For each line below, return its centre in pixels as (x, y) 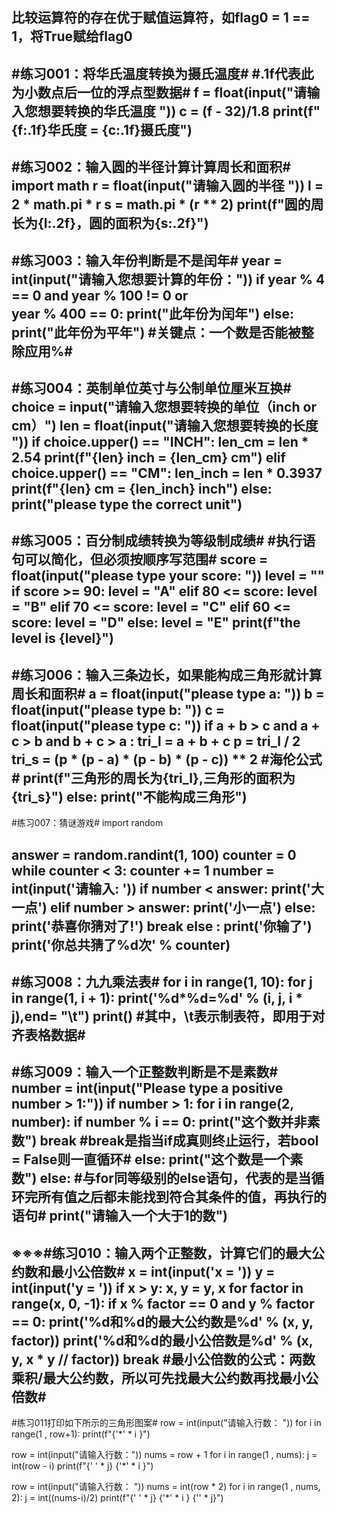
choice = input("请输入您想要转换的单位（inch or (164, 406)
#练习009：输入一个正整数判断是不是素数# (145, 1072)
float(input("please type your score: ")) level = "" (168, 576)
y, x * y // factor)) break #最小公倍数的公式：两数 (163, 1359)
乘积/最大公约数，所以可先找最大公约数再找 (145, 1378)
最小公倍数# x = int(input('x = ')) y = (163, 1271)
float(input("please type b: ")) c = (118, 709)
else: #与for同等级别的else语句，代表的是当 (175, 1178)
